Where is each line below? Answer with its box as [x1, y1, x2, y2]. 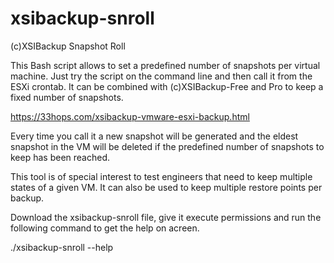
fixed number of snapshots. [10, 91, 124, 103]
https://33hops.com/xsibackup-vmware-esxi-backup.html [10, 110, 250, 122]
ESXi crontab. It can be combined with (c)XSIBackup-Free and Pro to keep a [10, 80, 324, 92]
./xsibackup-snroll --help [10, 241, 114, 253]
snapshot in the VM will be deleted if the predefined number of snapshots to [10, 140, 325, 152]
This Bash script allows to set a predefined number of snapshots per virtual [10, 59, 321, 71]
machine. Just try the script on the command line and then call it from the [10, 70, 313, 82]
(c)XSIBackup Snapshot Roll [10, 40, 126, 52]
